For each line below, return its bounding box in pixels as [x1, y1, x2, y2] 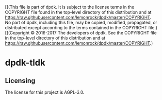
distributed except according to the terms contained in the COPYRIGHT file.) [5, 25, 158, 31]
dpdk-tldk [5, 57, 46, 68]
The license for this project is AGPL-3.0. [5, 89, 84, 95]
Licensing [5, 76, 35, 84]
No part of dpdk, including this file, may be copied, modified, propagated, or [5, 19, 158, 25]
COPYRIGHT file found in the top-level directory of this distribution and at [5, 9, 152, 15]
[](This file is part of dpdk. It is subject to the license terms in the [5, 4, 134, 10]
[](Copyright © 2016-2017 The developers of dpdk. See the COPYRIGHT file [5, 30, 157, 35]
